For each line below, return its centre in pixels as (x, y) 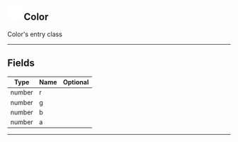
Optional (76, 82)
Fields (21, 63)
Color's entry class (35, 34)
